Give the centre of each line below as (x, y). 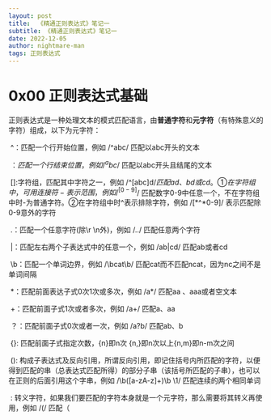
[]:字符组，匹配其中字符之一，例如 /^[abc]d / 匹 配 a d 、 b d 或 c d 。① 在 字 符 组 (133, 182)
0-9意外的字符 (32, 213)
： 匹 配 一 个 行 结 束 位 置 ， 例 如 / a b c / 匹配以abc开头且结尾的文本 (111, 164)
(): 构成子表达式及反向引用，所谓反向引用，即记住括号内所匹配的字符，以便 (135, 360)
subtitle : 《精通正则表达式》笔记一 (63, 31)
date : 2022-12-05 (38, 38)
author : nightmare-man (47, 46)
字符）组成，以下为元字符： (55, 129)
